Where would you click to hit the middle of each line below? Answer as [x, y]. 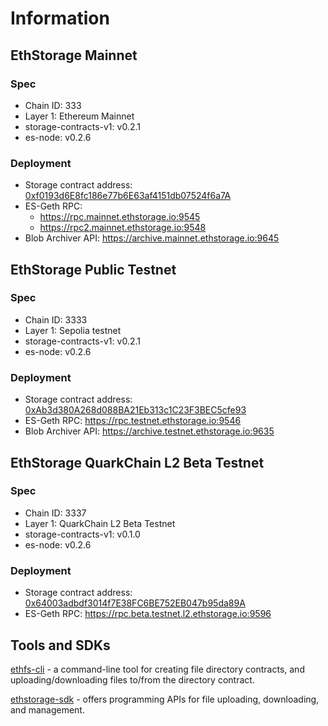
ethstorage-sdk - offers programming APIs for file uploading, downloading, [165, 699]
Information [60, 18]
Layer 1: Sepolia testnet [73, 330]
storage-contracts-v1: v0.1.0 [82, 534]
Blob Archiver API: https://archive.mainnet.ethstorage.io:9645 [152, 238]
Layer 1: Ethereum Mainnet [79, 116]
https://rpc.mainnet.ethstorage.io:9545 [120, 217]
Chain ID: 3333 [56, 319]
